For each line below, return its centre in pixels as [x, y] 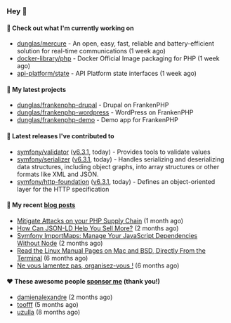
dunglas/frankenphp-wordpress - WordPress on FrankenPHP [105, 112]
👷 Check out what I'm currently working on [70, 28]
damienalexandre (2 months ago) [65, 297]
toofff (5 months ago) [47, 304]
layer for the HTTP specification [63, 189]
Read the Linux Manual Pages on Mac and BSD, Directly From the [111, 250]
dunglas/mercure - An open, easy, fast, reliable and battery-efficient [115, 44]
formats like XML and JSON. [58, 174]
